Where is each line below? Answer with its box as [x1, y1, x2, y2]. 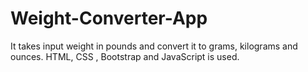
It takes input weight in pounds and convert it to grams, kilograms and [10, 40, 298, 52]
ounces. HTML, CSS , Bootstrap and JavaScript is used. [10, 50, 240, 62]
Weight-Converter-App [10, 7, 208, 30]
